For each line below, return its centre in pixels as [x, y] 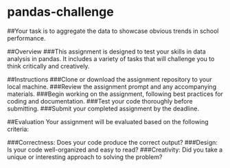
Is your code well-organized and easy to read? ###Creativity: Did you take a [115, 149]
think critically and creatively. [48, 66]
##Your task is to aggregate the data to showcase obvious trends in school [113, 31]
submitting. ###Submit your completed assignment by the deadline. [103, 108]
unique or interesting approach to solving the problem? [85, 157]
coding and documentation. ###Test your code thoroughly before [100, 101]
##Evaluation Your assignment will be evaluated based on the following [108, 121]
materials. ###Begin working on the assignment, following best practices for [115, 94]
